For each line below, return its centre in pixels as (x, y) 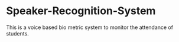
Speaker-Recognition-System (81, 11)
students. (18, 33)
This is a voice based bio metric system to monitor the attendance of (89, 27)
